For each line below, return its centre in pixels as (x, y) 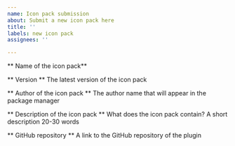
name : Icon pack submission (48, 14)
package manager (34, 101)
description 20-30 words (43, 122)
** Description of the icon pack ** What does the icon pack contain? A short (117, 114)
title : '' (22, 27)
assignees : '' (28, 40)
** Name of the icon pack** (47, 66)
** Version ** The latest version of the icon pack (77, 80)
